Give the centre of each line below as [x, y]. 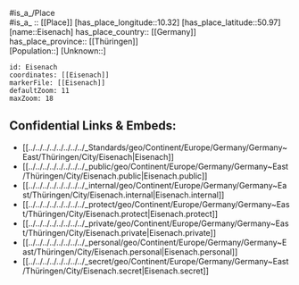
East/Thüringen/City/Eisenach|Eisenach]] [98, 156]
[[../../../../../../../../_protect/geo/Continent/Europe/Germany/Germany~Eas [156, 204]
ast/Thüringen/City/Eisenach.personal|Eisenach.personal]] [130, 251]
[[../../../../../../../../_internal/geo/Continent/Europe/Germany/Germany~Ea [154, 185]
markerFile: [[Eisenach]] [57, 83]
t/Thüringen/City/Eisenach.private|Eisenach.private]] [119, 232]
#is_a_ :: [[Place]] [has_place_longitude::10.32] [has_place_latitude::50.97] [145, 22]
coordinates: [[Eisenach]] [59, 75]
